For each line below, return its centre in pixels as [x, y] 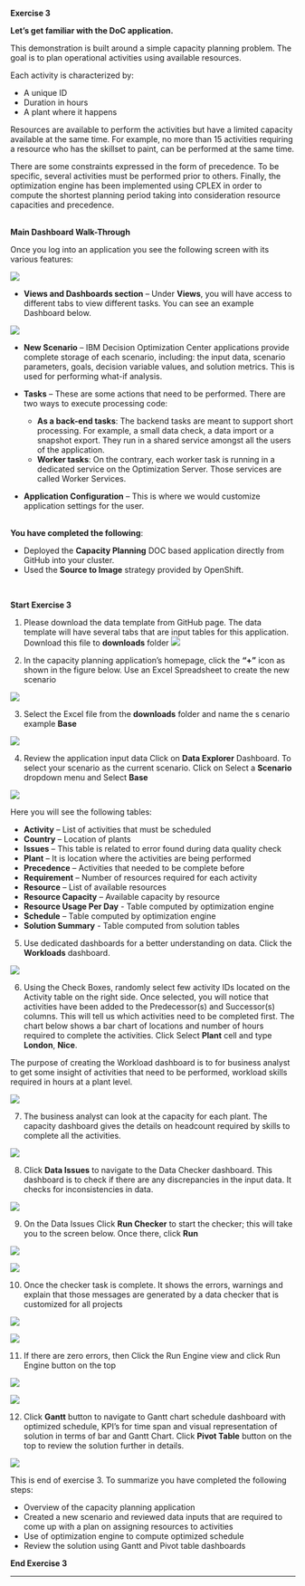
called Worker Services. [81, 478]
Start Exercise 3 [41, 605]
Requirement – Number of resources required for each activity [140, 878]
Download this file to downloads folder [96, 643]
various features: [42, 259]
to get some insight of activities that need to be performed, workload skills [149, 1072]
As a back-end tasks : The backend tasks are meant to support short [165, 421]
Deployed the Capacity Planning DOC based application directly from [153, 550]
